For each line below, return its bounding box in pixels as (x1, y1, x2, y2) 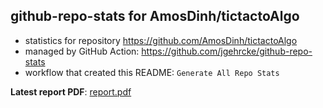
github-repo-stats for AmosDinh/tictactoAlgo (10, 8, 300, 25)
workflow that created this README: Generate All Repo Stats (24, 66, 280, 78)
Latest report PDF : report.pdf (10, 85, 132, 98)
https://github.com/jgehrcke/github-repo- (141, 45, 313, 57)
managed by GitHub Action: (24, 45, 140, 57)
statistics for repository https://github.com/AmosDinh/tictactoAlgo (24, 34, 298, 46)
